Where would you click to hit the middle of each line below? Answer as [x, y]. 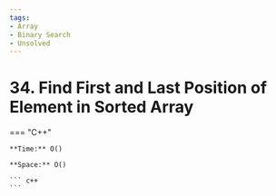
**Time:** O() [36, 149]
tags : [20, 18]
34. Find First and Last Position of [138, 88]
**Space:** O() [38, 165]
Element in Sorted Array [102, 108]
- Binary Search [40, 34]
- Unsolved [30, 43]
